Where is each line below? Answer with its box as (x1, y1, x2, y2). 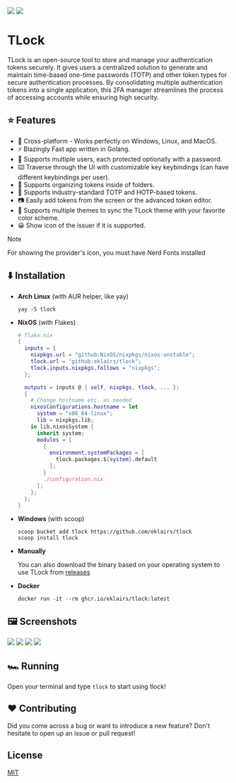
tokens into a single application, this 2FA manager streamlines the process (7, 85, 224, 94)
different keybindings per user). (17, 173, 110, 181)
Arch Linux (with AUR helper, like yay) (17, 292, 129, 300)
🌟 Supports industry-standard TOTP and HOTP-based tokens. (17, 188, 198, 196)
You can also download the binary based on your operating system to (17, 561, 220, 569)
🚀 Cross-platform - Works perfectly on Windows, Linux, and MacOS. (17, 136, 218, 145)
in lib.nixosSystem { (30, 423, 94, 430)
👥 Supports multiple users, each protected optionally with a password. (17, 155, 223, 163)
